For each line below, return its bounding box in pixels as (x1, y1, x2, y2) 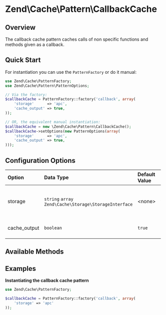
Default (137, 171, 156, 178)
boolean (44, 225, 62, 231)
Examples (5, 264, 36, 273)
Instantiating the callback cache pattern (5, 277, 89, 283)
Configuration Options (5, 156, 76, 164)
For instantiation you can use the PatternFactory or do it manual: (5, 69, 137, 75)
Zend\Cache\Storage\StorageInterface (44, 202, 133, 207)
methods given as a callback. (5, 42, 65, 48)
